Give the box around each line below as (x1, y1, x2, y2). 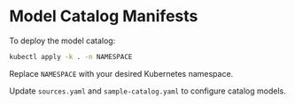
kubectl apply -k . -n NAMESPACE (9, 52, 133, 61)
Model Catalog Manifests (9, 6, 198, 26)
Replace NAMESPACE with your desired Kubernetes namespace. (9, 68, 234, 79)
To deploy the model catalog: (9, 35, 116, 46)
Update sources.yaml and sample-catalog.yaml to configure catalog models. (9, 86, 286, 96)
